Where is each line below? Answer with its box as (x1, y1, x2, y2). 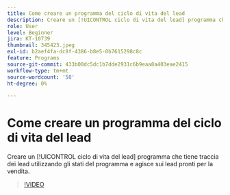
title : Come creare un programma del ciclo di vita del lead (7, 10, 186, 17)
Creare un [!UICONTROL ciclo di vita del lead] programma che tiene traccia (7, 153, 219, 161)
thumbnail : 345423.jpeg (7, 42, 75, 49)
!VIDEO (23, 181, 44, 189)
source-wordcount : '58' (7, 73, 75, 81)
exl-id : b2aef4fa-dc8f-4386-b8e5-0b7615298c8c (7, 49, 142, 55)
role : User (7, 23, 38, 29)
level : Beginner (7, 29, 53, 36)
